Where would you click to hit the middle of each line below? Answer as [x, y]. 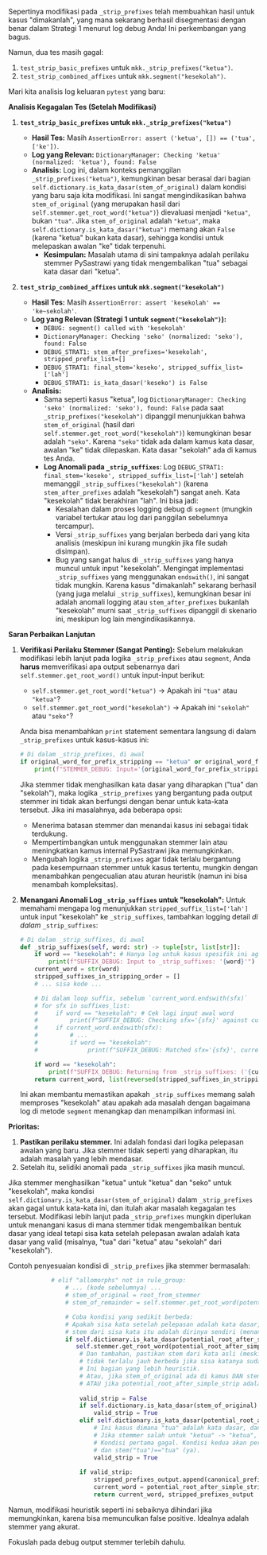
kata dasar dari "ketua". [82, 271]
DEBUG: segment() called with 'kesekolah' [115, 328]
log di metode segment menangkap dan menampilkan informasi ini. [128, 1111]
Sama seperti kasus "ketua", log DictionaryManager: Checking [145, 399]
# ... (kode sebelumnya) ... [113, 1288]
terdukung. [49, 834]
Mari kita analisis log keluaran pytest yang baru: [87, 91]
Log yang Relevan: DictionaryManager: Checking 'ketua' [126, 155]
